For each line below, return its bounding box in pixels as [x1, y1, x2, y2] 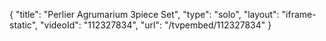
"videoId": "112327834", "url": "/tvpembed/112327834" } [40, 19, 272, 31]
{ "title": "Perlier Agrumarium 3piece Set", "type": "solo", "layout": [9, 9, 280, 20]
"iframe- [281, 9, 317, 20]
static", [9, 19, 39, 31]
